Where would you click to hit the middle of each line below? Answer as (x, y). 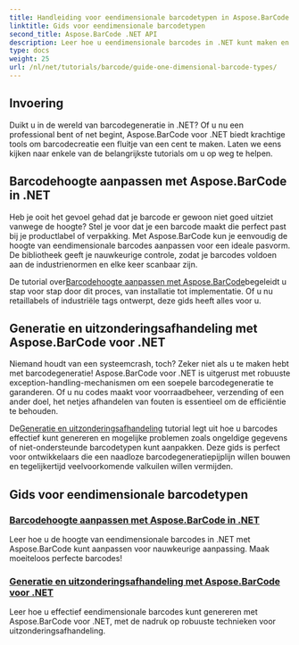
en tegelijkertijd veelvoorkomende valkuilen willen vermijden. (121, 467)
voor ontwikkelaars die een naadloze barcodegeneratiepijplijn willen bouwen (150, 457)
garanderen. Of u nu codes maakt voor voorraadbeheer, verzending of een (146, 393)
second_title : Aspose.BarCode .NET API (83, 34)
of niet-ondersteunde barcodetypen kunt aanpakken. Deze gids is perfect (145, 448)
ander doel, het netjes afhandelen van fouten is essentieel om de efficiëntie (148, 401)
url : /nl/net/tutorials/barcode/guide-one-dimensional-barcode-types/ (143, 68)
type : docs (29, 51)
